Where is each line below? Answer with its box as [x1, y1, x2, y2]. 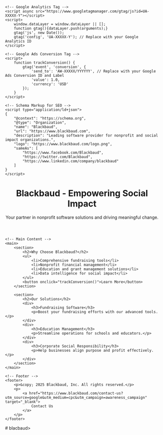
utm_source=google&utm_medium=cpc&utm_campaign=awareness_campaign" [5, 395, 147, 400]
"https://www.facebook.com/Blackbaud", [22, 150, 104, 155]
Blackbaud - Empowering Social [16, 188, 148, 199]
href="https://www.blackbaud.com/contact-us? [29, 390, 123, 396]
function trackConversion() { [14, 60, 76, 65]
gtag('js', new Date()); [14, 30, 64, 35]
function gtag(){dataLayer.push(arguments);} [14, 26, 108, 31]
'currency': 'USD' [31, 82, 69, 87]
